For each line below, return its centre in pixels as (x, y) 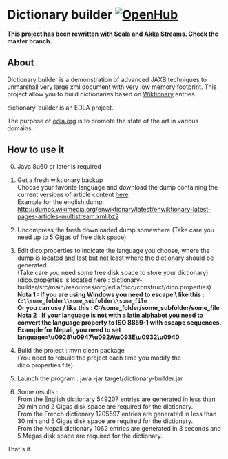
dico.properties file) (45, 365)
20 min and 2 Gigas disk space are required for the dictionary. (105, 406)
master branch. (30, 41)
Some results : (38, 391)
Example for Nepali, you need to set (69, 329)
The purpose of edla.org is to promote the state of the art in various (103, 121)
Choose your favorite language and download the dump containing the (117, 187)
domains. (20, 128)
